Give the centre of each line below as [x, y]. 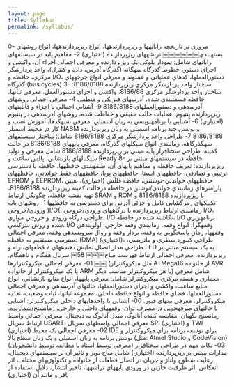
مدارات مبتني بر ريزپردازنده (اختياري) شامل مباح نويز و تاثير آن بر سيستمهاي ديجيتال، [118, 353]
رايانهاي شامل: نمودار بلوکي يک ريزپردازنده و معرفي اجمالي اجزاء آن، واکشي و [110, 62]
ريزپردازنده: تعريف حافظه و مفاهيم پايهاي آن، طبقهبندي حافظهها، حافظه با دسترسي [116, 166]
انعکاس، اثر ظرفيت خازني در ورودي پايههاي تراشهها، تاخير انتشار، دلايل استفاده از [113, 367]
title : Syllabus [31, 20]
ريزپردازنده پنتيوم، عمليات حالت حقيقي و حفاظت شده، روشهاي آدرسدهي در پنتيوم [115, 114]
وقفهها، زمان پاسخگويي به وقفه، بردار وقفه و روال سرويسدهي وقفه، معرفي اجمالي [116, 232]
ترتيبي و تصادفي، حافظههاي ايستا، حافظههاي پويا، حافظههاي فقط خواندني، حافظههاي [118, 173]
